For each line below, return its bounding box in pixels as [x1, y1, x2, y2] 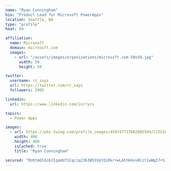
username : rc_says [10, 78, 49, 83]
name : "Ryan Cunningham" [5, 7, 58, 13]
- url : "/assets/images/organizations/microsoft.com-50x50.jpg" [14, 55, 154, 60]
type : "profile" [5, 21, 40, 27]
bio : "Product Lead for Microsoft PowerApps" [5, 12, 103, 17]
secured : [5, 158, 24, 163]
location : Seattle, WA [5, 17, 53, 22]
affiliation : [5, 36, 33, 41]
